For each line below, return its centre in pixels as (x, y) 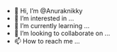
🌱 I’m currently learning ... (52, 26)
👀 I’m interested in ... (44, 18)
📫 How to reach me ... (47, 41)
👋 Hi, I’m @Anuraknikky (48, 11)
